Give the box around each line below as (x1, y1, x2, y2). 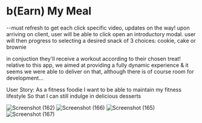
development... (6, 74, 44, 81)
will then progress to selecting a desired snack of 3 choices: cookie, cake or (6, 37, 196, 44)
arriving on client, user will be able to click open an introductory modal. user (6, 30, 196, 37)
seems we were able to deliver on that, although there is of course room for (6, 68, 195, 75)
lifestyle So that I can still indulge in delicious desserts (6, 92, 142, 99)
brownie (6, 43, 27, 51)
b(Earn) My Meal (6, 4, 92, 18)
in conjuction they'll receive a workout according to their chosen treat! (6, 55, 181, 62)
